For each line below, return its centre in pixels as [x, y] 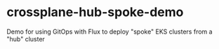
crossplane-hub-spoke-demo [95, 12]
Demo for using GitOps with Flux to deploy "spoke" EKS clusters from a [109, 31]
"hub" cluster [26, 38]
